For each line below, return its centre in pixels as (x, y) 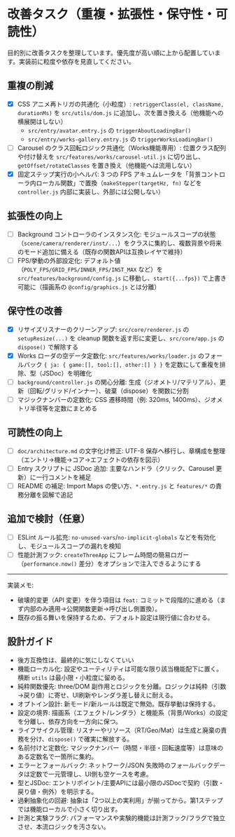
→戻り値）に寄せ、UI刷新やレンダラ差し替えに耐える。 (97, 695)
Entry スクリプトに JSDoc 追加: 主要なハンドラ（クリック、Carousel (116, 468)
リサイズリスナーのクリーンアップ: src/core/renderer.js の (103, 329)
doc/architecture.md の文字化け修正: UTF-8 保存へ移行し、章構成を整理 (121, 450)
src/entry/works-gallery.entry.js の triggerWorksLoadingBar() (120, 139)
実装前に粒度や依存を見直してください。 (77, 61)
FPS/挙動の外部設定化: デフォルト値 (69, 260)
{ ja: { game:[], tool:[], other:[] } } (103, 365)
